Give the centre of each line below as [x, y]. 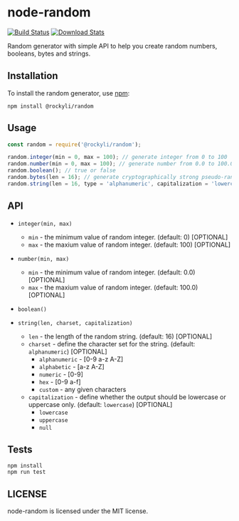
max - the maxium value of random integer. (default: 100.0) [113, 287]
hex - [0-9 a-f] [60, 381]
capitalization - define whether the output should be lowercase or [127, 397]
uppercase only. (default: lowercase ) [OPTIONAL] [100, 404]
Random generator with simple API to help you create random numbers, [112, 46]
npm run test [27, 472]
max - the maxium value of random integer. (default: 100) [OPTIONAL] [129, 244]
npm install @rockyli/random [51, 106]
